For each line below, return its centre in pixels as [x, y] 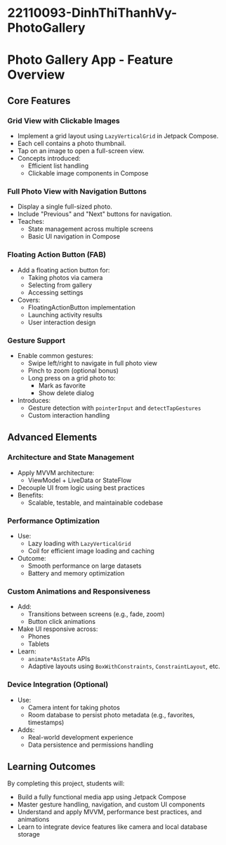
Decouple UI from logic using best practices [81, 487]
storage [28, 834]
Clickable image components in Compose [88, 173]
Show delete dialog [66, 393]
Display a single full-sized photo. [65, 207]
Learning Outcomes [52, 766]
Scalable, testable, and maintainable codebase [95, 503]
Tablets [39, 644]
